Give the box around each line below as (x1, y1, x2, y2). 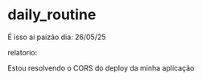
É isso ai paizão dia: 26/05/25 (7, 32, 106, 42)
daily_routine (7, 6, 97, 24)
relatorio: (7, 47, 38, 57)
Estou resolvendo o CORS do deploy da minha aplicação (7, 63, 195, 73)
